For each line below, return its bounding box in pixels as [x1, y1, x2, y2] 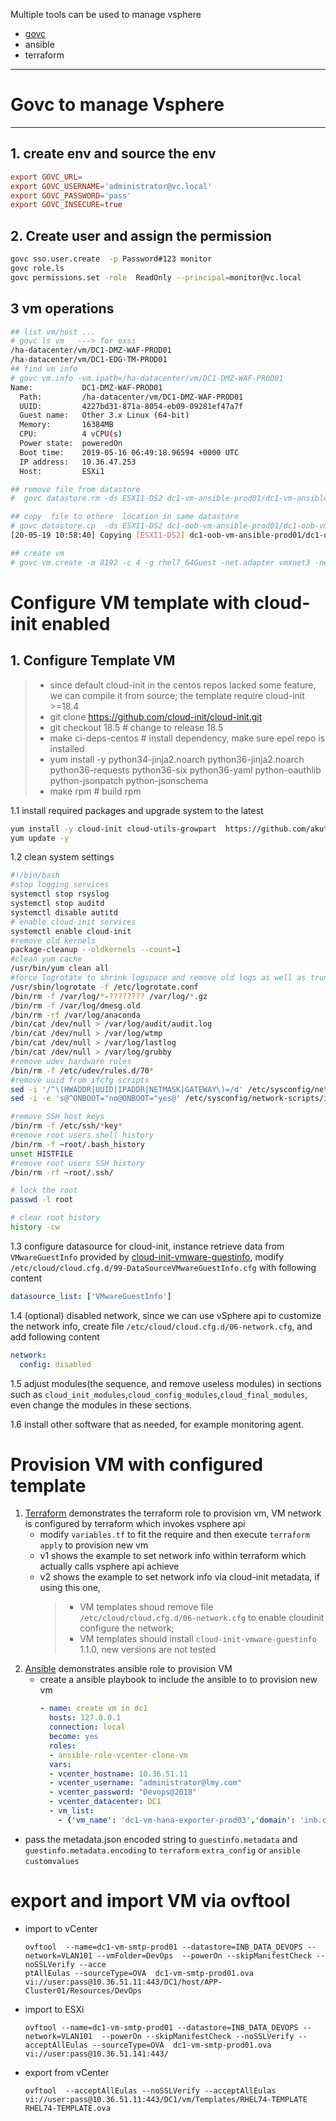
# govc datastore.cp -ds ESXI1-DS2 [10, 521, 163, 531]
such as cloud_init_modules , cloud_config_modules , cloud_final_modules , [10, 1388, 308, 1400]
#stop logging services [10, 880, 110, 890]
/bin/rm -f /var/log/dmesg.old [10, 1000, 141, 1011]
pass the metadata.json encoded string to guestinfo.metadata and [24, 1833, 298, 1845]
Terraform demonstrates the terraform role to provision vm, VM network [24, 1507, 322, 1519]
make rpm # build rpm [49, 785, 142, 797]
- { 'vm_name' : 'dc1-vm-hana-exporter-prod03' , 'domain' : [58, 1815, 296, 1825]
